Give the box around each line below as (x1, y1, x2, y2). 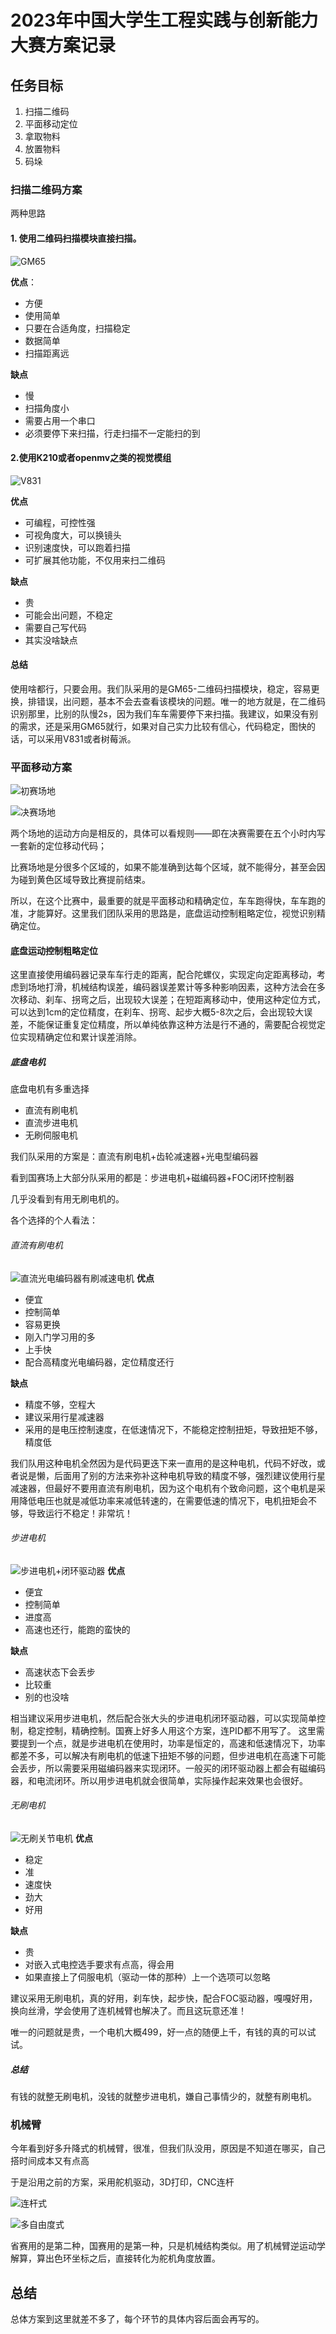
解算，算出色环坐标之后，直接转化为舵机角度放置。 (10, 2252, 221, 2265)
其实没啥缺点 (24, 634, 78, 646)
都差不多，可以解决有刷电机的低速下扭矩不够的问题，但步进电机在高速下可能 (10, 1749, 326, 1761)
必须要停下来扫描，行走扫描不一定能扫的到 (24, 427, 201, 439)
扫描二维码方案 (10, 182, 83, 196)
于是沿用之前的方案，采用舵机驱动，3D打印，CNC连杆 (10, 2176, 235, 2188)
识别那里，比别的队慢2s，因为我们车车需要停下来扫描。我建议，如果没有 (10, 707, 310, 720)
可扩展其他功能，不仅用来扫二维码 (24, 554, 166, 566)
